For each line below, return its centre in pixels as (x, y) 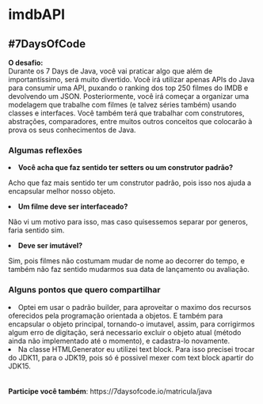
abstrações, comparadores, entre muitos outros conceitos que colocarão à (130, 121)
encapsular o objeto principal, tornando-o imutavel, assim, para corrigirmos (131, 324)
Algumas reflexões (46, 150)
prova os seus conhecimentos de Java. (72, 130)
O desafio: (26, 62)
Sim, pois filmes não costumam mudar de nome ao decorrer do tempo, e (127, 261)
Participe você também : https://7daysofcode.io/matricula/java (110, 391)
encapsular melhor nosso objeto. (62, 191)
